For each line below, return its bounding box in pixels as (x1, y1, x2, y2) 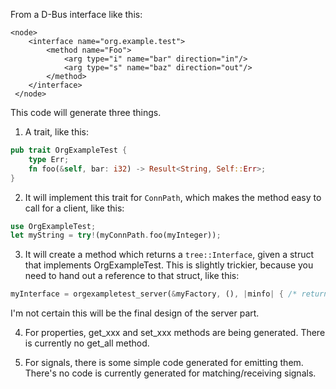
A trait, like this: (24, 126, 89, 138)
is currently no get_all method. (24, 337, 150, 349)
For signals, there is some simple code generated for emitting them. (24, 357, 304, 369)
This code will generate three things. (10, 107, 162, 118)
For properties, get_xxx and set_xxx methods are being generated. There (24, 327, 326, 339)
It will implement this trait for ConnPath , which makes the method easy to (24, 191, 322, 203)
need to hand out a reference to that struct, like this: (24, 270, 240, 282)
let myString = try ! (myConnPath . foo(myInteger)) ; (10, 230, 222, 241)
